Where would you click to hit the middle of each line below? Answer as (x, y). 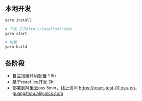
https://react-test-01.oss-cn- (108, 88)
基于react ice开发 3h (33, 82)
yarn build (16, 47)
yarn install (18, 20)
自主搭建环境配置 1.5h (34, 76)
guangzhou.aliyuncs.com (38, 93)
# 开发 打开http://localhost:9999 (39, 29)
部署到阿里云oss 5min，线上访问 (45, 88)
